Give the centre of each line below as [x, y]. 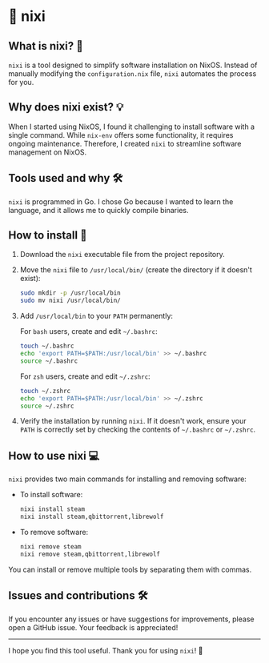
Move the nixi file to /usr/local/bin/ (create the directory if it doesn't [136, 270]
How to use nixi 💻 [54, 456]
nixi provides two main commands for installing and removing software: [127, 479]
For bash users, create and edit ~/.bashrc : [88, 331]
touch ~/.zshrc [45, 391]
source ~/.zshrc [47, 406]
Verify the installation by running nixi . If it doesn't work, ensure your [133, 421]
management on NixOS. [48, 152]
